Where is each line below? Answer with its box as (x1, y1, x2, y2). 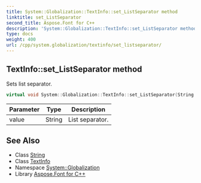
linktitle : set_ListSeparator (6, 14, 82, 20)
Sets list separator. (6, 80, 53, 87)
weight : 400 (6, 36, 36, 42)
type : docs (6, 31, 33, 37)
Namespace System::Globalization (14, 164, 100, 171)
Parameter (9, 105, 40, 114)
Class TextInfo (14, 158, 51, 165)
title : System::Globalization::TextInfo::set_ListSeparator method (6, 8, 178, 15)
